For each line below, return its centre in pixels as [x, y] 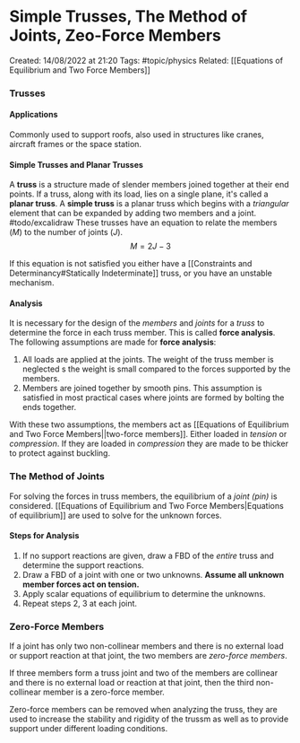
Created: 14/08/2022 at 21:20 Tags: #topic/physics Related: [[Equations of [146, 60]
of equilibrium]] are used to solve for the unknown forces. [116, 515]
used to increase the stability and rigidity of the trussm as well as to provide [149, 719]
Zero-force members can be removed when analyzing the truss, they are [143, 710]
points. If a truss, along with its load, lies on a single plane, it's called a [139, 194]
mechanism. [32, 283]
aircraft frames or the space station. [75, 144]
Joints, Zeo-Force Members [115, 35]
